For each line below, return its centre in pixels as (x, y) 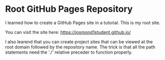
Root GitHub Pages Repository (69, 9)
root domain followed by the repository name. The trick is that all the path (80, 47)
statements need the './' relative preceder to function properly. (69, 52)
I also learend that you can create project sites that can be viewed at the (79, 42)
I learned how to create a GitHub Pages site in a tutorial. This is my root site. (83, 23)
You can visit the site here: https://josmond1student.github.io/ (68, 32)
